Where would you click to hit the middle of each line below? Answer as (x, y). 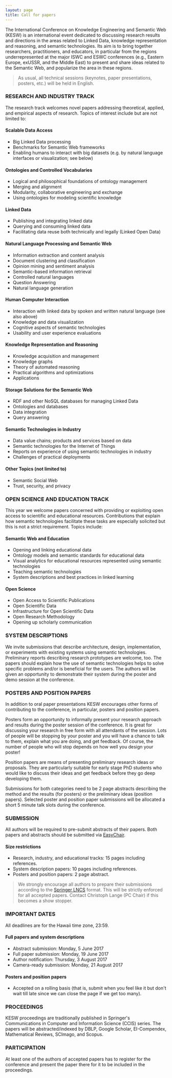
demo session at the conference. (40, 680)
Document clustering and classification (54, 261)
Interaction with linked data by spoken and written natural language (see (89, 311)
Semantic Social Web (35, 480)
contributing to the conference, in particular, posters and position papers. (83, 709)
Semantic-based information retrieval (52, 271)
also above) (25, 316)
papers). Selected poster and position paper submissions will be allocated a (85, 799)
